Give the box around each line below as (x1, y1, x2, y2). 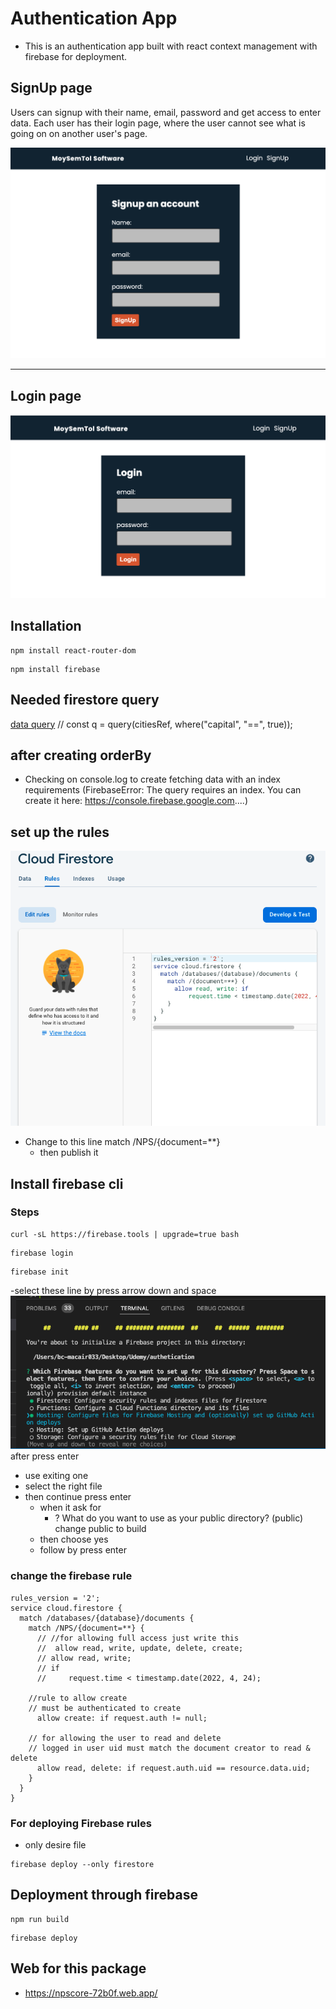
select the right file (24, 1480, 103, 1492)
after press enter (10, 1450, 80, 1462)
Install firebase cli (10, 1175, 124, 1192)
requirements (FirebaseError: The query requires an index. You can (24, 784, 302, 796)
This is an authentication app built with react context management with (24, 40, 318, 52)
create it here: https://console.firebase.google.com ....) (24, 795, 249, 807)
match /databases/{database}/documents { (19, 1613, 195, 1623)
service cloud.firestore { (10, 1603, 123, 1613)
